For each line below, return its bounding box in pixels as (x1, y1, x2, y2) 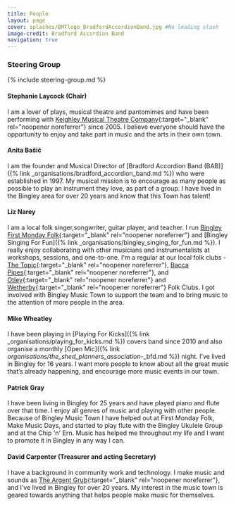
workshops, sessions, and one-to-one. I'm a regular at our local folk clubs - (7, 253, 227, 262)
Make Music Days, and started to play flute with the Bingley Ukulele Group (7, 422, 223, 430)
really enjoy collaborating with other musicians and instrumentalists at (7, 246, 210, 254)
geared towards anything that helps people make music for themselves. (7, 491, 216, 499)
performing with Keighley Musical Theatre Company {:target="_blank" (7, 115, 209, 123)
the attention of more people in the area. (7, 298, 125, 307)
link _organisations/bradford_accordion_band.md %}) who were (20, 169, 205, 177)
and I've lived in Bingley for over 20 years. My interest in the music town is (7, 483, 223, 491)
